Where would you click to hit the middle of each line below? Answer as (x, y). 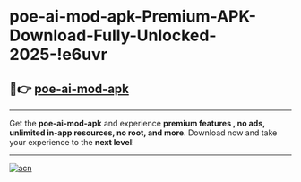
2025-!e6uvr (58, 55)
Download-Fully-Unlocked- (113, 35)
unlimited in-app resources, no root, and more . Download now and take (143, 133)
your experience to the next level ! (72, 142)
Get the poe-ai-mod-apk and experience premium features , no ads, (138, 123)
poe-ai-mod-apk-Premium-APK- (133, 17)
